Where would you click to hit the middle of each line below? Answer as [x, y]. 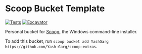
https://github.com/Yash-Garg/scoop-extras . [51, 46]
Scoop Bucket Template [55, 9]
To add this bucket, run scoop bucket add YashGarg [57, 41]
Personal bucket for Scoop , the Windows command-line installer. [71, 31]
